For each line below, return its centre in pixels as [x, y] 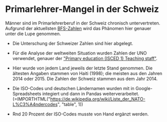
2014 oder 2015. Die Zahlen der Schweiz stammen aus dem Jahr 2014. [85, 78]
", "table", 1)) [70, 104]
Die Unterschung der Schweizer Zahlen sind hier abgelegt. [73, 43]
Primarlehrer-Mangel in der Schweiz [82, 9]
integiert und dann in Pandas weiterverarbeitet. [91, 93]
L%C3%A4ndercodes [35, 104]
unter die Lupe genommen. [33, 33]
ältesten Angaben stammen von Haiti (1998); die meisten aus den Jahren [87, 73]
